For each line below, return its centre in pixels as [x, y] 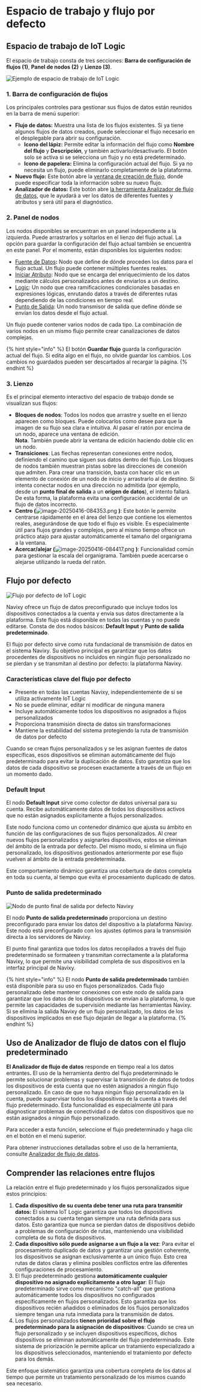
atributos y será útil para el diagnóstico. [64, 202]
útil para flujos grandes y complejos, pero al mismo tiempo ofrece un [100, 530]
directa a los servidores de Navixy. [49, 936]
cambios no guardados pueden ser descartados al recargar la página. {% [97, 362]
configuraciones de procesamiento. [59, 1270]
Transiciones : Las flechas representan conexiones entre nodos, [94, 453]
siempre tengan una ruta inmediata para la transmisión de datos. [94, 1314]
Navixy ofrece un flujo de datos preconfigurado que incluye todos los [92, 607]
